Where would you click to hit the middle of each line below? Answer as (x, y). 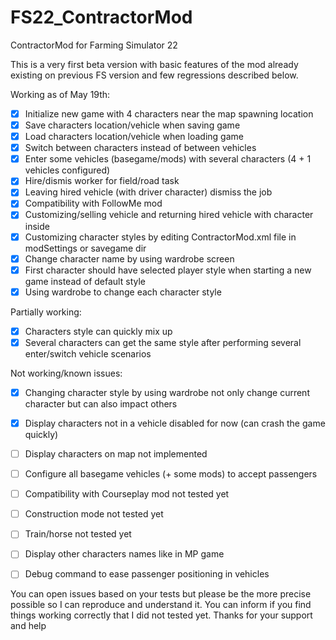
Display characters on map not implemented (116, 454)
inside (37, 226)
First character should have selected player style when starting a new (168, 270)
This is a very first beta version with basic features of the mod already (154, 64)
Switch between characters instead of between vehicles (140, 148)
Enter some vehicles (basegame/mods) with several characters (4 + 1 (168, 159)
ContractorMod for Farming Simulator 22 (94, 45)
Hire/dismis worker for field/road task (102, 181)
